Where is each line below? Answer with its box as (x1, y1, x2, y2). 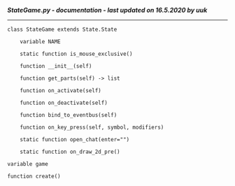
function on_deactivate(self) (20, 99, 108, 106)
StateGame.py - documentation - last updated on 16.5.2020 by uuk (7, 6, 208, 14)
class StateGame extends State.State (7, 26, 117, 33)
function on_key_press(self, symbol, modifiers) (20, 124, 164, 131)
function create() (7, 173, 61, 180)
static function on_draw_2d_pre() (20, 148, 120, 155)
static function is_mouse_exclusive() (20, 50, 133, 57)
